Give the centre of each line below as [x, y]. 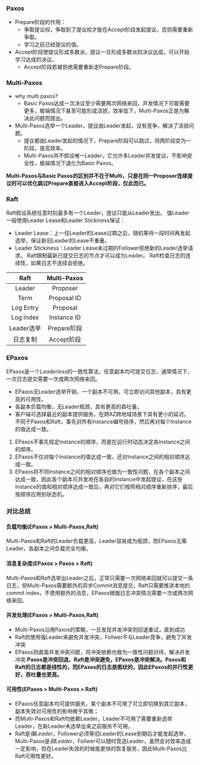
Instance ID [65, 317]
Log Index [25, 317]
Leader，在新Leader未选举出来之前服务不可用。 [74, 726]
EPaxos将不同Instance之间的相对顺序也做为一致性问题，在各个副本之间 [102, 472]
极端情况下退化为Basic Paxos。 [78, 163]
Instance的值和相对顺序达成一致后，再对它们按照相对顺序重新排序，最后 [104, 487]
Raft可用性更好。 [36, 756]
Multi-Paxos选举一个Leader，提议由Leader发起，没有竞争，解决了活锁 [102, 125]
